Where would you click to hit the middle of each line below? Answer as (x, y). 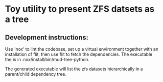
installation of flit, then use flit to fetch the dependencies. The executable (79, 54)
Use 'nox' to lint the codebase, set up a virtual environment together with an (82, 49)
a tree (17, 19)
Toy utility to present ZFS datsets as (80, 9)
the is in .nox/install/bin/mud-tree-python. (47, 59)
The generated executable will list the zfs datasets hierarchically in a (74, 69)
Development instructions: (47, 37)
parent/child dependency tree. (36, 74)
